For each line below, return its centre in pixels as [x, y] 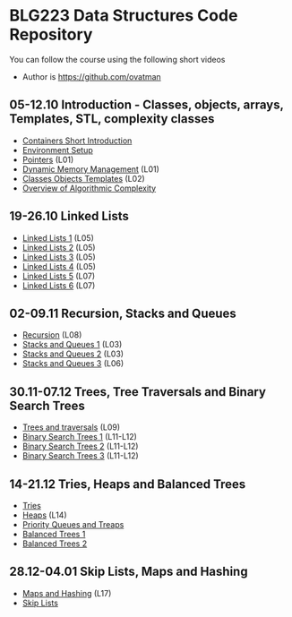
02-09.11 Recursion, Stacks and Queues [123, 313]
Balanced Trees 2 [55, 544]
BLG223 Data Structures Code [124, 16]
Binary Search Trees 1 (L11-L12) [79, 437]
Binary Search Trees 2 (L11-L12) [80, 446]
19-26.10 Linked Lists [69, 216]
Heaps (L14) [44, 515]
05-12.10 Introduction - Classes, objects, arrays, [146, 105]
